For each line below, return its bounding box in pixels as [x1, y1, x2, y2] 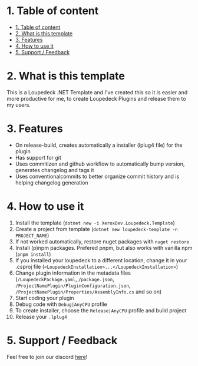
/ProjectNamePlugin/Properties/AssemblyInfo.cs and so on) [15, 288, 162, 295]
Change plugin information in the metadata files [15, 269, 131, 276]
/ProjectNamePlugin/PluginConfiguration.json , [15, 282, 131, 289]
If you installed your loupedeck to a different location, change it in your [15, 256, 187, 263]
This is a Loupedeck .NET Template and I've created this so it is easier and [6, 88, 188, 95]
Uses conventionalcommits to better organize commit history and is [15, 173, 180, 180]
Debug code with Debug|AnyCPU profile [15, 301, 108, 308]
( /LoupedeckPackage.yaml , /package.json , [15, 275, 114, 282]
